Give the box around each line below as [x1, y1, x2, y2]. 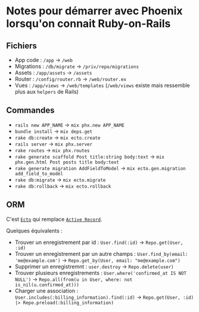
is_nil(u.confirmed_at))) [14, 282, 79, 288]
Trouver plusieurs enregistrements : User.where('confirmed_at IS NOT [14, 269, 186, 276]
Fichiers [6, 41, 37, 51]
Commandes [6, 106, 55, 116]
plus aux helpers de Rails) [14, 88, 79, 95]
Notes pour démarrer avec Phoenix [6, 4, 183, 18]
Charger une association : [14, 287, 79, 294]
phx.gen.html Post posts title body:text [14, 159, 119, 165]
